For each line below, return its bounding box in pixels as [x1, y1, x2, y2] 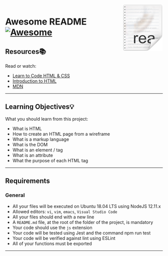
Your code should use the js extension [12, 224, 92, 230]
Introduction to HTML [12, 78, 57, 84]
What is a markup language [12, 136, 69, 142]
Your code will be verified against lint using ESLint [12, 235, 116, 241]
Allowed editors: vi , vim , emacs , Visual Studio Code [12, 208, 117, 214]
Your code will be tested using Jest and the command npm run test [12, 229, 151, 236]
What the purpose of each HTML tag [12, 157, 88, 163]
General [5, 192, 25, 199]
